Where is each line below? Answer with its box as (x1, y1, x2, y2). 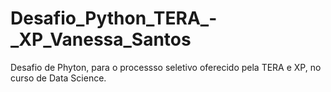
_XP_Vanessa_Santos (10, 28, 192, 51)
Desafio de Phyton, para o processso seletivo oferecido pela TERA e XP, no (10, 61, 322, 73)
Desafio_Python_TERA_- (10, 7, 218, 30)
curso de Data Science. (10, 72, 107, 84)
